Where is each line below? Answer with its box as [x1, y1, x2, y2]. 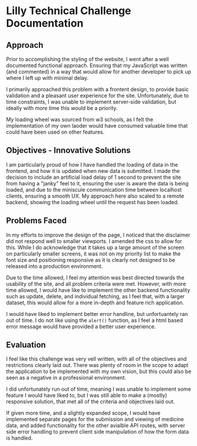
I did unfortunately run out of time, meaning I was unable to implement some [6, 385, 191, 392]
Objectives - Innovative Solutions [6, 145, 131, 155]
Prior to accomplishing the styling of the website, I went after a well [6, 56, 169, 62]
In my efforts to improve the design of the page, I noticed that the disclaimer [6, 231, 191, 238]
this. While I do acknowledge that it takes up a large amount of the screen [6, 244, 185, 251]
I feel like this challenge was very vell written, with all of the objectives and [6, 355, 187, 362]
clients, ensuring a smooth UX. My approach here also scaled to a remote [6, 192, 184, 199]
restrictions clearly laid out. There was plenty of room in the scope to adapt [6, 362, 189, 369]
